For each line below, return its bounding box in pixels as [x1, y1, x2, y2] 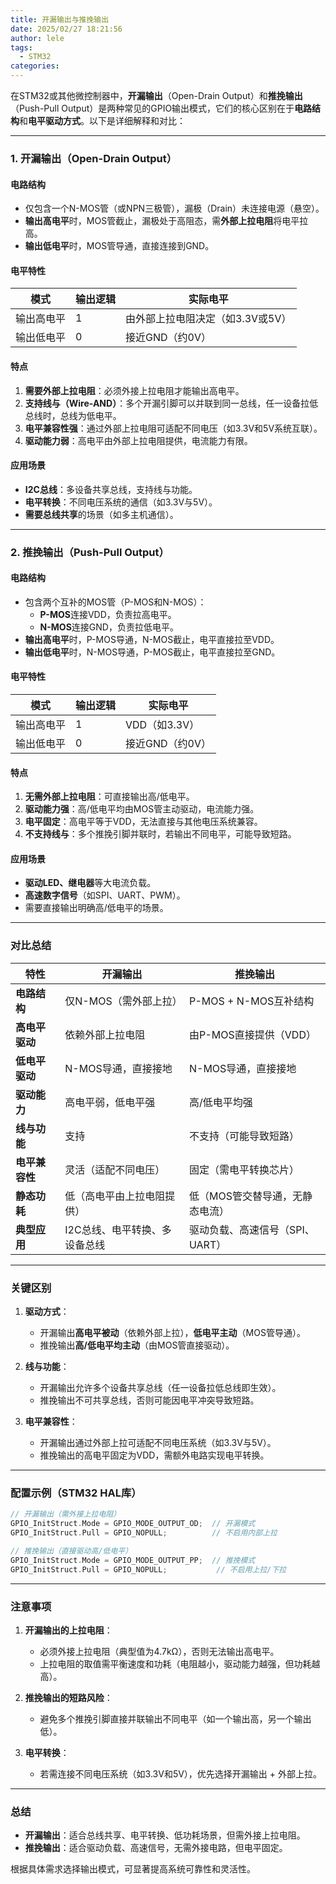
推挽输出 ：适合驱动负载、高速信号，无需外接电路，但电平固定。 [24, 1842, 288, 1854]
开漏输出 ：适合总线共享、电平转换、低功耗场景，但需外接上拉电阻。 [24, 1829, 306, 1841]
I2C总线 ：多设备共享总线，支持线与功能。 [24, 483, 198, 495]
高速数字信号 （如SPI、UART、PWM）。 [24, 889, 186, 901]
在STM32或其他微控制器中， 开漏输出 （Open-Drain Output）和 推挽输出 [10, 90, 303, 101]
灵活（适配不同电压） [64, 1162, 166, 1176]
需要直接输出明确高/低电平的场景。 [24, 902, 169, 914]
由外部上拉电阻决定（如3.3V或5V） [125, 312, 292, 326]
